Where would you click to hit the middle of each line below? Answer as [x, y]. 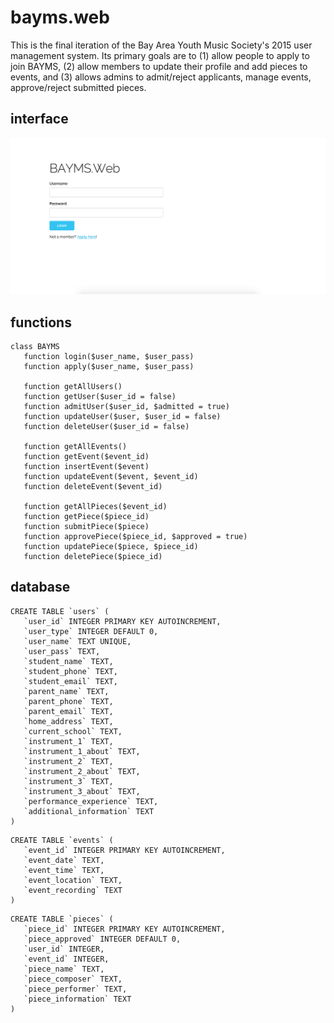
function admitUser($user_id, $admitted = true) [126, 407]
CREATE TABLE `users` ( [60, 611]
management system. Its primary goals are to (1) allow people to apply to [160, 55]
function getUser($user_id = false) [100, 397]
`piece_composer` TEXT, [73, 979]
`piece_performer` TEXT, [75, 989]
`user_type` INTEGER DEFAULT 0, [91, 631]
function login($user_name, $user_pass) [109, 357]
